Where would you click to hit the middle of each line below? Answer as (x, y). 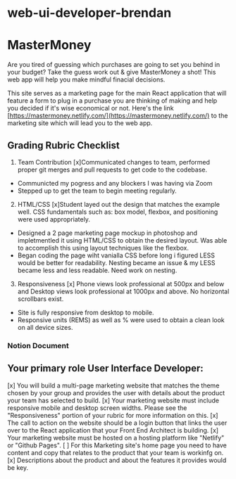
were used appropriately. (54, 219)
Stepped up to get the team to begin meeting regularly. (97, 191)
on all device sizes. (45, 327)
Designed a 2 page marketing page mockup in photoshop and (107, 233)
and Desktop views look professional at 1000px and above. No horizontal (123, 291)
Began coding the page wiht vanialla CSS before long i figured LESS (116, 255)
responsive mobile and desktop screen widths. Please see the (97, 408)
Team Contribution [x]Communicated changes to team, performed (113, 162)
